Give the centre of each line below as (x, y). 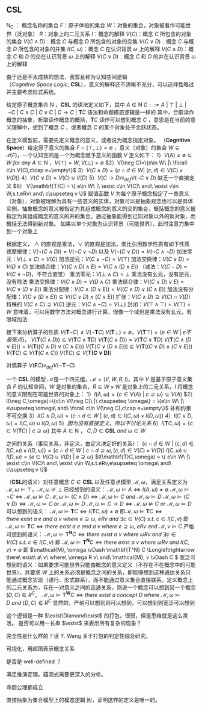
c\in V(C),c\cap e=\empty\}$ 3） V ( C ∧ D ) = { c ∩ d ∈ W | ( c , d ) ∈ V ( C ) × (95, 170)
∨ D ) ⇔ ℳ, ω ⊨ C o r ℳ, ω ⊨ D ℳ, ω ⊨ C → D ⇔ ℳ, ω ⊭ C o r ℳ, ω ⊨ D (99, 504)
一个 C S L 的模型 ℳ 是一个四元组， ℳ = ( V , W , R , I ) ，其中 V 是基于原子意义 (97, 379)
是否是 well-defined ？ (34, 661)
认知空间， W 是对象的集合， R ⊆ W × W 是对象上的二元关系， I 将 (103, 387)
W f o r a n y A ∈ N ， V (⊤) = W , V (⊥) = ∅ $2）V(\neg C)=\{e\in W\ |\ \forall (97, 163)
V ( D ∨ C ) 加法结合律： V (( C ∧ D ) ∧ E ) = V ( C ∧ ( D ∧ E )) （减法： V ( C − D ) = (97, 267)
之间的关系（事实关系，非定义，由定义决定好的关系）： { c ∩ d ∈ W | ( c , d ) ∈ (100, 444)
